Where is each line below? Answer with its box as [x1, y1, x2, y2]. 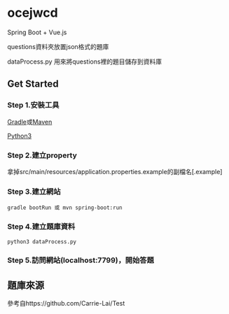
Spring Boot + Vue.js [7, 28, 67, 36]
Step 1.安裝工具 [7, 100, 60, 110]
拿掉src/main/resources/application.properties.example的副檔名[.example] [7, 167, 223, 176]
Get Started [7, 78, 59, 90]
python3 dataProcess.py [7, 238, 77, 245]
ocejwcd [7, 5, 58, 21]
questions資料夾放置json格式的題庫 [7, 42, 109, 50]
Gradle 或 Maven [7, 117, 53, 126]
